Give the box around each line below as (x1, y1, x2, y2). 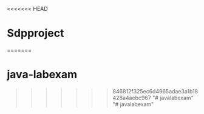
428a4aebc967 (112, 94, 151, 101)
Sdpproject (7, 27, 64, 40)
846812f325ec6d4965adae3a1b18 (112, 87, 199, 95)
